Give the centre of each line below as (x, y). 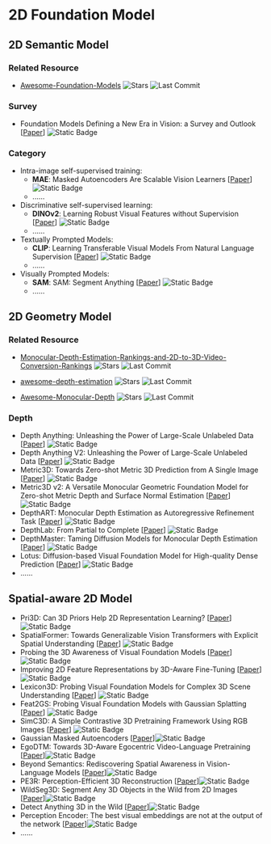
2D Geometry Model (60, 316)
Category (27, 154)
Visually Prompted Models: (65, 274)
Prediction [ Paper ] (50, 564)
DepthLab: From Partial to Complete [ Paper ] (93, 530)
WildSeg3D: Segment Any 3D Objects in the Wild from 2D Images (129, 790)
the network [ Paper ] (53, 824)
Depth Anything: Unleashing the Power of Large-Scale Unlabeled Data (137, 436)
